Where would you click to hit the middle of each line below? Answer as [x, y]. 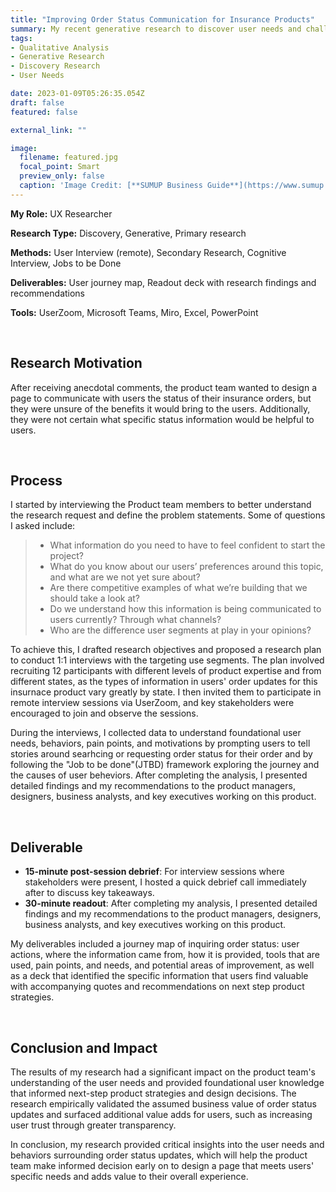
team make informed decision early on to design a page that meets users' [162, 1165]
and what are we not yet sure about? [125, 577]
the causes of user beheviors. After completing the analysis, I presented [159, 775]
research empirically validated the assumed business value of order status [163, 1104]
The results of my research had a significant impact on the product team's [163, 1072]
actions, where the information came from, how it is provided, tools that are [165, 955]
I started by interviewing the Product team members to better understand [161, 505]
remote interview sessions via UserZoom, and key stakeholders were [152, 703]
